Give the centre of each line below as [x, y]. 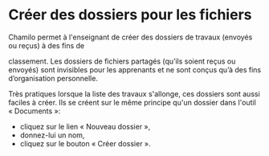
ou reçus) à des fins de [47, 45]
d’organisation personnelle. [53, 78]
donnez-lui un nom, [52, 135]
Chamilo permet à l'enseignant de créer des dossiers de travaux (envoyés [130, 37]
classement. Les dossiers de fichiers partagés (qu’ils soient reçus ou [122, 61]
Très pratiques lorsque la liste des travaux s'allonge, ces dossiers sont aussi [134, 93]
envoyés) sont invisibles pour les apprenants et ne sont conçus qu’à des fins [135, 69]
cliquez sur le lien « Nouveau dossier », [85, 126]
